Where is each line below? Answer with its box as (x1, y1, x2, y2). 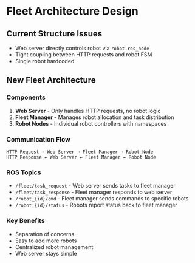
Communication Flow (6, 135, 71, 143)
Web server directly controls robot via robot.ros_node (15, 44, 150, 52)
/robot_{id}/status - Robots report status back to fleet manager (15, 202, 177, 209)
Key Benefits (6, 217, 45, 225)
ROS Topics (6, 168, 41, 177)
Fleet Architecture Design (6, 4, 139, 18)
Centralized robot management (15, 243, 94, 250)
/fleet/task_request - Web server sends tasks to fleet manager (15, 182, 176, 190)
